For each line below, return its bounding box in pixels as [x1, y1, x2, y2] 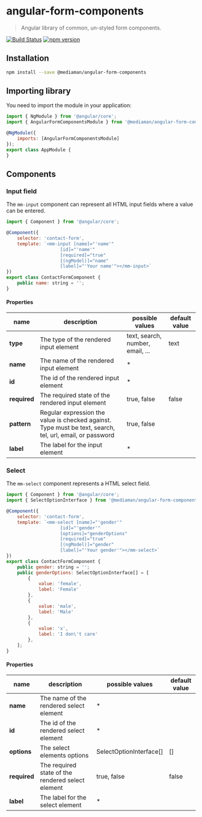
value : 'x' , [38, 626, 69, 632]
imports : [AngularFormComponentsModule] [17, 135, 120, 142]
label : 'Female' [38, 586, 79, 592]
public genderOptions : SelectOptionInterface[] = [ [17, 570, 149, 576]
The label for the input [40, 441, 102, 449]
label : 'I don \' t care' [38, 631, 98, 638]
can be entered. [6, 207, 46, 214]
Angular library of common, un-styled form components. [20, 24, 162, 31]
